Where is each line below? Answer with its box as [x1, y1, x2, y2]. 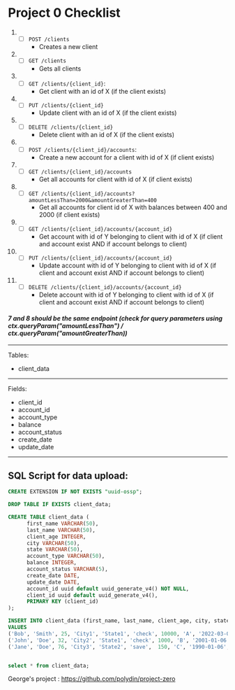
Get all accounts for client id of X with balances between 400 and [38, 203, 227, 211]
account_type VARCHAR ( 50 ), [26, 553, 105, 560]
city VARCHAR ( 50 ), [26, 540, 80, 547]
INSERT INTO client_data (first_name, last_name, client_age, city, [8, 617, 211, 624]
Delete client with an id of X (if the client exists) [38, 131, 175, 139]
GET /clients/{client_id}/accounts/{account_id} [28, 225, 173, 232]
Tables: [8, 351, 29, 360]
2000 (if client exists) [38, 210, 100, 218]
